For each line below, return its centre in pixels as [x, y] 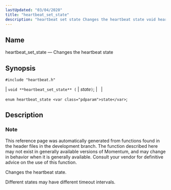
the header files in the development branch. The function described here [81, 146]
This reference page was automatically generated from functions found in [83, 141]
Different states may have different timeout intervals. [60, 182]
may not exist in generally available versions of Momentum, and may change [85, 151]
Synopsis [20, 68]
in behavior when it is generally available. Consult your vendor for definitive [84, 157]
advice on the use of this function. [41, 162]
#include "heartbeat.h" [31, 80]
